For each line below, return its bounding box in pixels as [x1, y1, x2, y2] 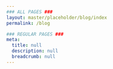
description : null [12, 48, 59, 54]
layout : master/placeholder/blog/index [6, 15, 108, 21]
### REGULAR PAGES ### [6, 31, 64, 37]
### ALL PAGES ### [6, 8, 53, 15]
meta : [6, 37, 20, 43]
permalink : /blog [6, 20, 50, 26]
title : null [12, 42, 43, 48]
